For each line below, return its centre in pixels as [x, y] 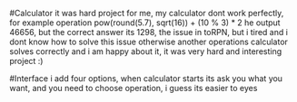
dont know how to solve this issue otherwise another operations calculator [149, 42]
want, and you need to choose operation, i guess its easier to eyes [134, 88]
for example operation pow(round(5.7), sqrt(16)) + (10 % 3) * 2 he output [145, 23]
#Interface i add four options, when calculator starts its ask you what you [146, 79]
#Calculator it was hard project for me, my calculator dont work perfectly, [147, 13]
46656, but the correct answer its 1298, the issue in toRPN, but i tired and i [149, 32]
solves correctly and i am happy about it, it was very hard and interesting [146, 51]
